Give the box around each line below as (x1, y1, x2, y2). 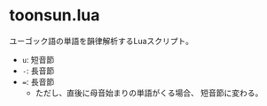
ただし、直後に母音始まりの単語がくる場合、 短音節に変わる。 (35, 87, 263, 98)
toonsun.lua (9, 5, 100, 26)
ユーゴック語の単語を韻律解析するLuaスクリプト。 (9, 35, 193, 46)
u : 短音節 (21, 54, 55, 64)
